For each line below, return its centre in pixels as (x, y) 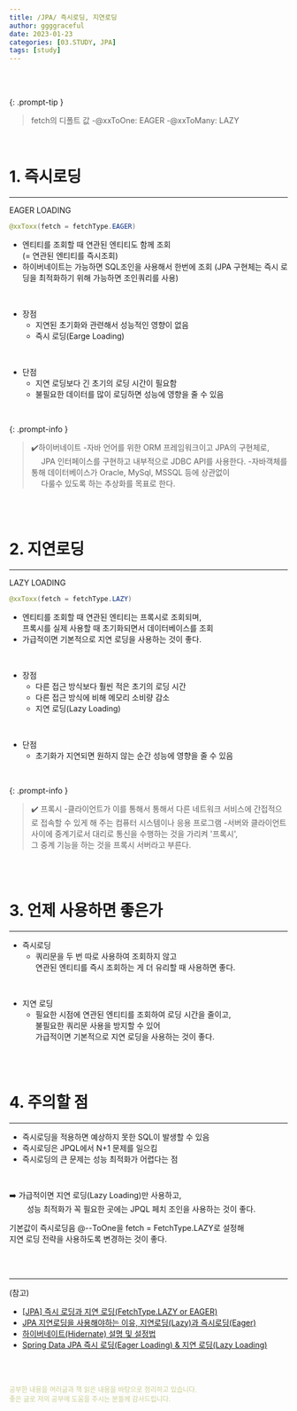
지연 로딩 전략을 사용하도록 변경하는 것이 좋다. (88, 1239)
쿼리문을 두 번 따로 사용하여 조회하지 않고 (106, 956)
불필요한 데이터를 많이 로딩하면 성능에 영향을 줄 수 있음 (129, 394)
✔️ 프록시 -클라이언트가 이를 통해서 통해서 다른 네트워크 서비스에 (141, 809)
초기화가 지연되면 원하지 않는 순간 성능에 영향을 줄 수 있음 (134, 756)
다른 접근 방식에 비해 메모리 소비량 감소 (103, 697)
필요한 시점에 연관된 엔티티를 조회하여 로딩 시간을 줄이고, (133, 1014)
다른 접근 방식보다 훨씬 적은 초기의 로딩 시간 (110, 686)
